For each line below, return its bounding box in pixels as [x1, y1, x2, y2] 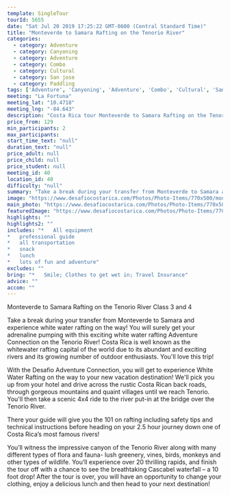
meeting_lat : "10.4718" [7, 99, 75, 106]
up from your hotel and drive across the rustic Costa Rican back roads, [7, 381, 207, 389]
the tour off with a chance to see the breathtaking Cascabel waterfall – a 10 [7, 466, 219, 474]
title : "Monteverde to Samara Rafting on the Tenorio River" [7, 29, 186, 36]
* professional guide [7, 233, 75, 240]
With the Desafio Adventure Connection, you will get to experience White [7, 366, 214, 374]
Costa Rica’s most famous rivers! [7, 430, 100, 439]
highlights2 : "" [7, 220, 53, 227]
